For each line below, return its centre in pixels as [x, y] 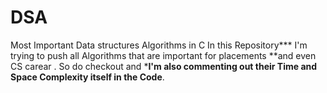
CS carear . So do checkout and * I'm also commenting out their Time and [164, 66]
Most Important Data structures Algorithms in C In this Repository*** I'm [159, 45]
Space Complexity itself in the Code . [87, 77]
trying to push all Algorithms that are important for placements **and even [163, 55]
